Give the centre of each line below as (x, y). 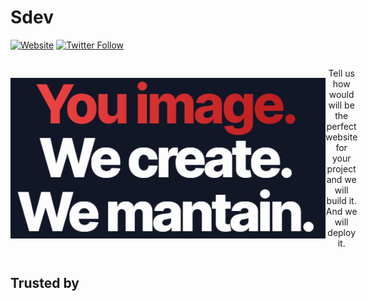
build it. (341, 200)
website (341, 137)
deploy (341, 232)
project (341, 168)
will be (341, 105)
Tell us (341, 73)
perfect (341, 126)
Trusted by (45, 283)
